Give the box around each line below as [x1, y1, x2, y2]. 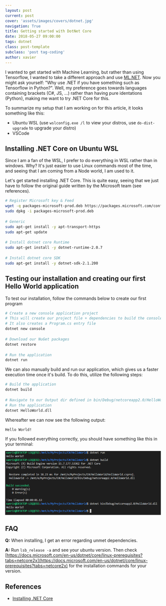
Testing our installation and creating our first [5, 275, 146, 283]
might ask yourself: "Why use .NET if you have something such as [5, 80, 140, 85]
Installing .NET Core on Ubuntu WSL [5, 144, 119, 153]
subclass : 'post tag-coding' [5, 49, 65, 54]
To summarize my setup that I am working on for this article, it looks [5, 105, 143, 111]
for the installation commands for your [69, 563, 147, 569]
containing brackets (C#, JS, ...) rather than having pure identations [5, 90, 142, 96]
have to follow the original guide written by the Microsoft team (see [5, 183, 142, 189]
